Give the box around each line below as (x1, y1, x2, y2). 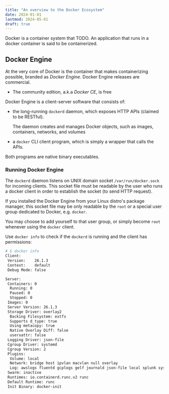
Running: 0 (10, 286, 33, 291)
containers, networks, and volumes (12, 129, 86, 135)
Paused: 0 (10, 290, 30, 296)
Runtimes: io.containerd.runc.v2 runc (7, 375, 89, 380)
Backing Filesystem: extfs (10, 314, 66, 319)
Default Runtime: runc (7, 379, 55, 384)
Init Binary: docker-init (7, 384, 62, 389)
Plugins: (7, 351, 26, 356)
